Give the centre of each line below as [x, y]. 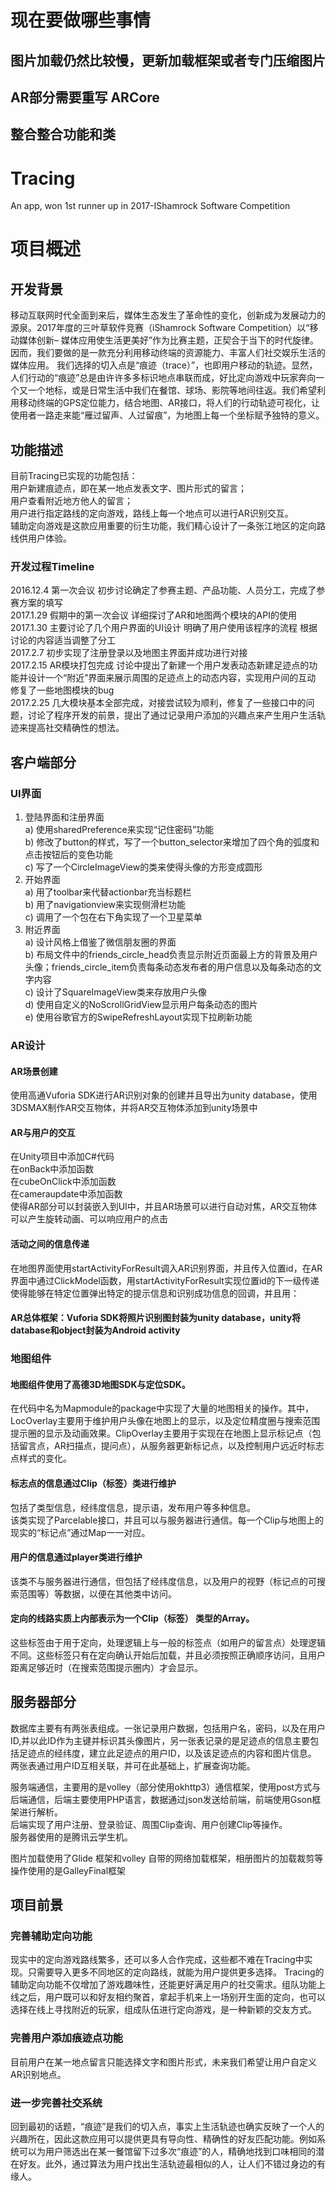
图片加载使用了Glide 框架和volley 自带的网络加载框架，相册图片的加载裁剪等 [167, 1858]
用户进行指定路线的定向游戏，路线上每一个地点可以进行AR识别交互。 [152, 513]
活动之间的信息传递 [50, 1244]
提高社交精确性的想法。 [76, 728]
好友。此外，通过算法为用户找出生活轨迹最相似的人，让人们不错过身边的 [167, 2164]
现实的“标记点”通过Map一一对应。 [80, 1532]
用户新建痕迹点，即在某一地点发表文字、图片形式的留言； [128, 488]
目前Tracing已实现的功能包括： [74, 476]
